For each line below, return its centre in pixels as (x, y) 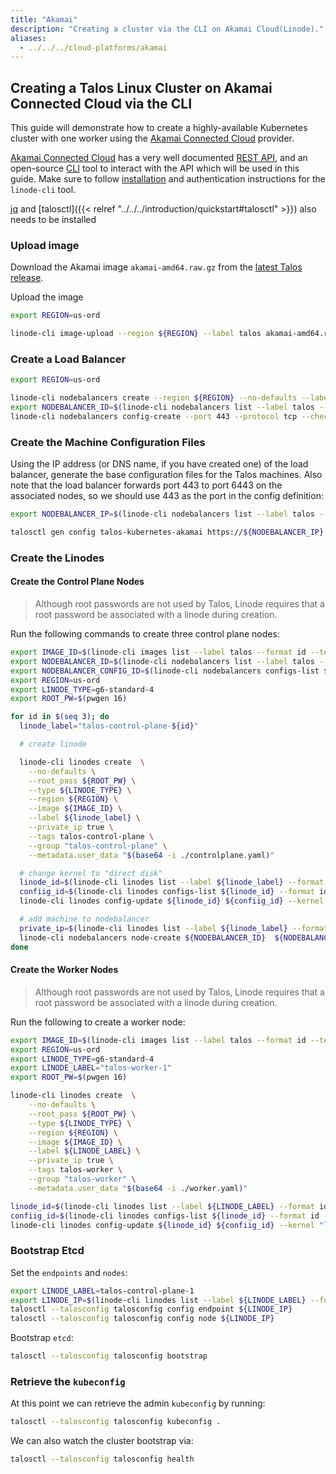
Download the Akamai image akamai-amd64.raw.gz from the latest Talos (156, 267)
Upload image (45, 245)
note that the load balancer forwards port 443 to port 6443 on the (146, 485)
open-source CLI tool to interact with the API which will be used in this (155, 168)
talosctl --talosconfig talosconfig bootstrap (109, 1356)
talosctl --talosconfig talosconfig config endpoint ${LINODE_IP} (151, 1309)
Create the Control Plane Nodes (77, 582)
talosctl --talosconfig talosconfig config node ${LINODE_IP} (142, 1319)
